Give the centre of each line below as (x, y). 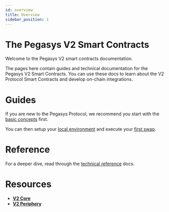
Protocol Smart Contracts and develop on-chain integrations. (69, 79)
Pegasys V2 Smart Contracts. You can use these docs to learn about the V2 (85, 74)
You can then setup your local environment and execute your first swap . (81, 129)
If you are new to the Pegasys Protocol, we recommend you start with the (82, 114)
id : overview (19, 10)
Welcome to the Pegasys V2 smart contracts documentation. (69, 58)
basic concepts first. (27, 119)
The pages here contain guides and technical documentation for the (77, 69)
